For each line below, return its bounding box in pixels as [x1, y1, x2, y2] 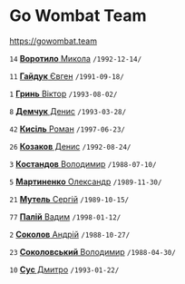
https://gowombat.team [9, 35, 98, 46]
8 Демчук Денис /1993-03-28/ [9, 105, 127, 116]
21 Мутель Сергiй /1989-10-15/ [9, 193, 130, 204]
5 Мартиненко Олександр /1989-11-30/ [9, 176, 162, 187]
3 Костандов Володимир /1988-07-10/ [9, 158, 157, 169]
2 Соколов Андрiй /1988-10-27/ [9, 229, 131, 240]
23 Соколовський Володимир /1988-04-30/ [9, 246, 177, 257]
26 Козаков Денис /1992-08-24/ [9, 141, 131, 152]
